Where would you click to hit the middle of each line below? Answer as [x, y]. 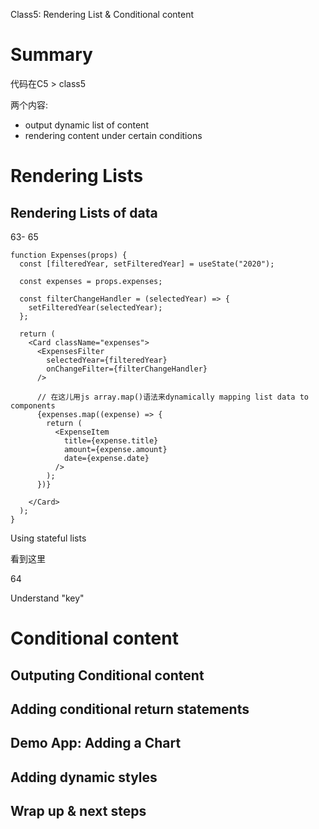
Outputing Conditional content [107, 675]
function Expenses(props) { [69, 255]
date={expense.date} [106, 458]
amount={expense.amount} [115, 449]
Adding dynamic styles [84, 777]
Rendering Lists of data [84, 212]
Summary [51, 55]
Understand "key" [47, 598]
